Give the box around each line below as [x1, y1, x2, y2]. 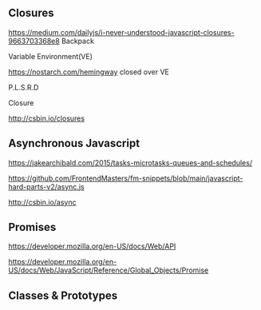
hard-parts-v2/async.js [8, 181, 85, 191]
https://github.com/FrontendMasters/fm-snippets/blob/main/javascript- [8, 173, 243, 183]
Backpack [61, 36, 94, 46]
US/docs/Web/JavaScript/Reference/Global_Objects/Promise [8, 265, 209, 275]
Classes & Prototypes [8, 288, 118, 302]
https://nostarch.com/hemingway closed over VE [8, 67, 170, 77]
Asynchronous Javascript [8, 137, 140, 150]
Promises [8, 221, 57, 234]
